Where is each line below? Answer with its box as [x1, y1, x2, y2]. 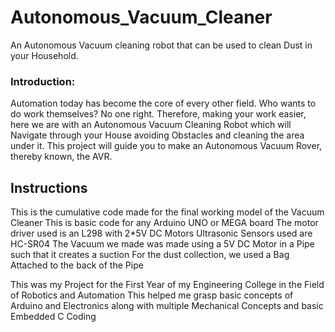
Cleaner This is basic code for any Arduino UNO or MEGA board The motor [10, 217, 319, 229]
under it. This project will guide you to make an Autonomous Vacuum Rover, [10, 140, 323, 152]
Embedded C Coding [10, 311, 97, 323]
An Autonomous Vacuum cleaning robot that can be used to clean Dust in [10, 39, 313, 51]
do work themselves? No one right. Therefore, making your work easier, [10, 108, 307, 120]
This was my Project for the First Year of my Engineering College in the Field [10, 279, 325, 291]
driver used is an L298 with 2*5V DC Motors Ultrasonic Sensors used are [10, 227, 313, 240]
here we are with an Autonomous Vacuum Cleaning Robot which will [10, 119, 292, 131]
